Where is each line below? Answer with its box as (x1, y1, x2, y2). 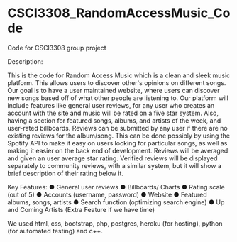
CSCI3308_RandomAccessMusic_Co (7, 5, 231, 21)
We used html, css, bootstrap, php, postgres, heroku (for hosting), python (7, 219, 223, 228)
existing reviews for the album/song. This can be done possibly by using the (7, 131, 231, 140)
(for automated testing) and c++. (7, 226, 103, 235)
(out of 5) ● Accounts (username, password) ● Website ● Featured (7, 190, 207, 199)
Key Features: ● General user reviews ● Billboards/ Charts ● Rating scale (7, 182, 225, 191)
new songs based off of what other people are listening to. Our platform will (7, 94, 228, 102)
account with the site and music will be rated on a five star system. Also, (7, 109, 219, 117)
